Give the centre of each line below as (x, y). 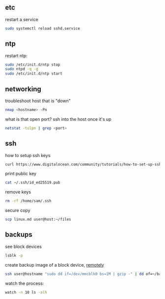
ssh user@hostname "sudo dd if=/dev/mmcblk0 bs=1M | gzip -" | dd (74, 274)
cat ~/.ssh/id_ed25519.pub (33, 183)
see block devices (23, 246)
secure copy (18, 211)
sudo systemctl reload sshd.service (42, 28)
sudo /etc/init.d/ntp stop (33, 65)
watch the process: (25, 283)
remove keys (18, 192)
